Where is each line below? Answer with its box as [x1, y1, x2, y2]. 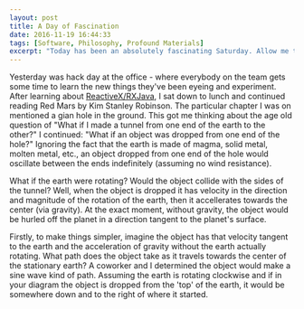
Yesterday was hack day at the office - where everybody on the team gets [9, 71, 286, 82]
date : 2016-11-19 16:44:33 [9, 30, 111, 39]
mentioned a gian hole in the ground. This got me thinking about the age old [9, 110, 292, 121]
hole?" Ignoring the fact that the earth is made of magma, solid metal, [9, 139, 269, 150]
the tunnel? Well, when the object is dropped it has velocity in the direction [9, 185, 288, 196]
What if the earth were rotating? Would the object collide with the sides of [9, 175, 284, 186]
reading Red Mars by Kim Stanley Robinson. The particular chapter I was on [9, 100, 291, 111]
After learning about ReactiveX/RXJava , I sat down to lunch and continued [9, 91, 286, 102]
